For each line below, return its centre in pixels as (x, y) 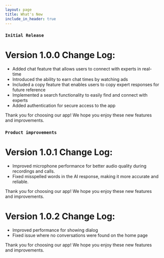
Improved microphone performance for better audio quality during (79, 166)
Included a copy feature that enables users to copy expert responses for (86, 85)
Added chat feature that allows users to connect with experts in (77, 69)
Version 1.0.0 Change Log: (60, 55)
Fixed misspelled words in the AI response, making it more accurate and (85, 177)
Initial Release (25, 36)
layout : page (18, 10)
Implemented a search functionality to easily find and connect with (80, 95)
